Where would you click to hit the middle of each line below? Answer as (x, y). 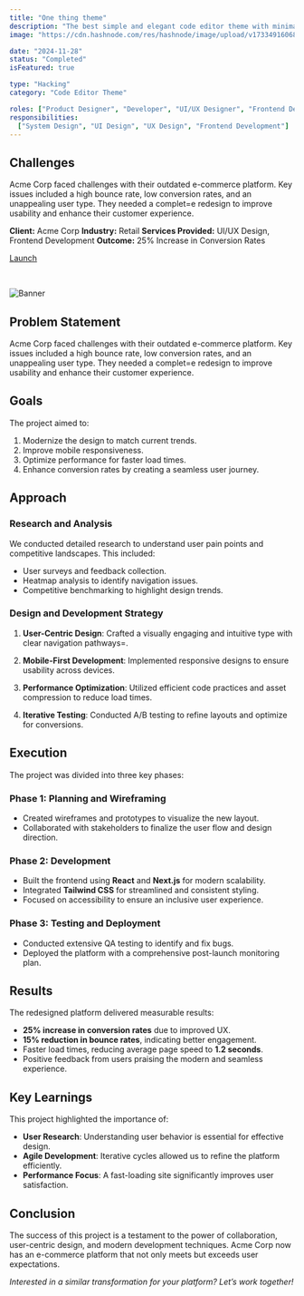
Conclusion (43, 1213)
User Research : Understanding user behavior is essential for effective (153, 1137)
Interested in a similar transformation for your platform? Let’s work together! (152, 1281)
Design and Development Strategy (86, 613)
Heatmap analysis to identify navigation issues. (110, 580)
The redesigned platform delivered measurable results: (112, 1013)
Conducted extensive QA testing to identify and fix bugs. (128, 943)
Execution (38, 753)
